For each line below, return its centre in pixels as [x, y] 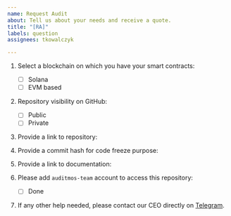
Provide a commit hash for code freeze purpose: [88, 151]
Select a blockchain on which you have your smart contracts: [106, 66]
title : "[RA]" [28, 27]
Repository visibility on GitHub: [62, 102]
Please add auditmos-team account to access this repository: [105, 178]
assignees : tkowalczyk [40, 40]
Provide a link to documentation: [64, 164]
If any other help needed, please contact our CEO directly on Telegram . [121, 205]
